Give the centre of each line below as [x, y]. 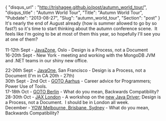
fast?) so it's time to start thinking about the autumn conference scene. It [81, 29]
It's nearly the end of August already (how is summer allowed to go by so [81, 23]
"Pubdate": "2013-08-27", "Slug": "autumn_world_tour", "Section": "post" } [83, 18]
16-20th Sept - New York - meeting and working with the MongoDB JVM [80, 55]
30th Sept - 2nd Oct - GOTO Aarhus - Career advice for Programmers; [78, 81]
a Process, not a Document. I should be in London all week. [67, 102]
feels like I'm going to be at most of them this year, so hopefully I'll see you [83, 34]
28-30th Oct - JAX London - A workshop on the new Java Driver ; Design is [83, 97]
